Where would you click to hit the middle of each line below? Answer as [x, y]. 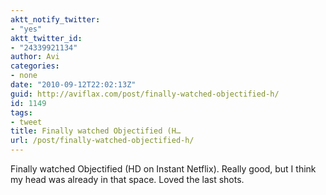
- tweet [26, 122]
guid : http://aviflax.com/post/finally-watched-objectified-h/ [145, 94]
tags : [21, 112]
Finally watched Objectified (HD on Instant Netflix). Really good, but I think [163, 169]
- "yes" [26, 29]
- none [24, 76]
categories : [35, 66]
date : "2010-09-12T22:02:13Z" [73, 85]
